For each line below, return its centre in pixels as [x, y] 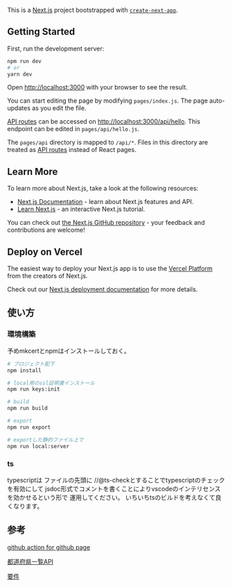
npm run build [28, 409]
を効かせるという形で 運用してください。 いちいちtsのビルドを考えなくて [111, 497]
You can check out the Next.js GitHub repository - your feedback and [106, 223]
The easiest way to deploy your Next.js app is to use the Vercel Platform [110, 269]
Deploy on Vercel [45, 252]
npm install [24, 371]
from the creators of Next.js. [47, 276]
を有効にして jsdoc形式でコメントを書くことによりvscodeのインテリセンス [114, 488]
